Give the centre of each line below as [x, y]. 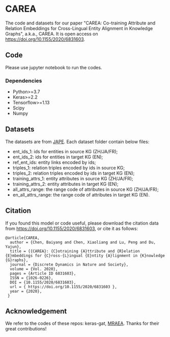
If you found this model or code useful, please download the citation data [82, 223]
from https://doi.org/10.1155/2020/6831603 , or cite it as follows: [72, 228]
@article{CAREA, [22, 238]
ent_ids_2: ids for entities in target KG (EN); [58, 157]
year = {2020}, [26, 291]
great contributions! [26, 329]
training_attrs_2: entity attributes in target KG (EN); [65, 184]
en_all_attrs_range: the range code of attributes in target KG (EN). [81, 194]
